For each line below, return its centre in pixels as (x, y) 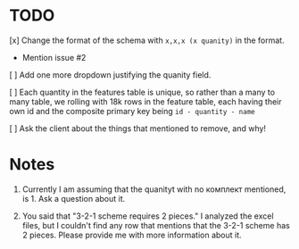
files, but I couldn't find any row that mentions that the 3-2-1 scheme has (156, 225)
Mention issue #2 (54, 57)
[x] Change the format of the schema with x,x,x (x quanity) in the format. (147, 40)
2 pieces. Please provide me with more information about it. (132, 235)
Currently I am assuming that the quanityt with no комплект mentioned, (154, 189)
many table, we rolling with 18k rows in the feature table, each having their (146, 101)
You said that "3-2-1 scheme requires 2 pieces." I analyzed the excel (148, 216)
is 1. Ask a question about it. (74, 198)
